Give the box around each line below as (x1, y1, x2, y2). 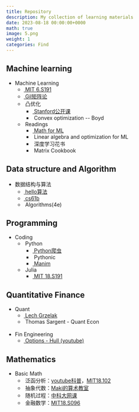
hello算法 (25, 188, 48, 195)
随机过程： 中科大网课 (25, 392, 77, 399)
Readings (25, 120, 49, 127)
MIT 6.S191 (25, 85, 52, 92)
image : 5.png (6, 31, 38, 37)
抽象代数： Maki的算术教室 (25, 384, 89, 391)
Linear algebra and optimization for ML (34, 133, 129, 140)
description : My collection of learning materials (6, 14, 134, 20)
